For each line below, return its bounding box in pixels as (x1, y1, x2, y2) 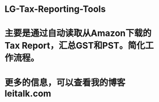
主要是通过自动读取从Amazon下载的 (4, 28, 152, 39)
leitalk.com (4, 88, 51, 99)
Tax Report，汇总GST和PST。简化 (4, 40, 146, 51)
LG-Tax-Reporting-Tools (4, 3, 106, 15)
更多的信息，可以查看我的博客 (4, 77, 126, 88)
